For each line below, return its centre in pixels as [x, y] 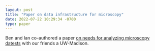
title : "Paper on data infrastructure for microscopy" [65, 14]
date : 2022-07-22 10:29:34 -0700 [41, 19]
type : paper [18, 24]
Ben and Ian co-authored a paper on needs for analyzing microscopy [77, 38]
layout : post [19, 10]
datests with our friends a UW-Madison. [47, 43]
